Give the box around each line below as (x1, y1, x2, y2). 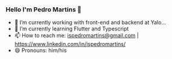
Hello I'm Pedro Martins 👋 (5, 5, 82, 14)
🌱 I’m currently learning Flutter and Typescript (14, 25, 129, 32)
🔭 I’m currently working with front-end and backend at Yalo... (14, 19, 167, 26)
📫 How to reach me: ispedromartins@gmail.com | (14, 32, 139, 39)
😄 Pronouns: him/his (14, 47, 67, 54)
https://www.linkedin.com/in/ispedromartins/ (14, 41, 126, 48)
